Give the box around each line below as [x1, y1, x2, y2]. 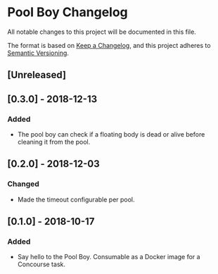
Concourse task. [17, 260, 65, 268]
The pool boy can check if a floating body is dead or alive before [17, 130, 205, 139]
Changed [7, 179, 40, 189]
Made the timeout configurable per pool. [17, 195, 135, 204]
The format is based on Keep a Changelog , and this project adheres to [7, 41, 211, 49]
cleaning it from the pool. [17, 138, 91, 147]
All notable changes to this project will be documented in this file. [7, 27, 197, 36]
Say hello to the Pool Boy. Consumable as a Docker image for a [17, 253, 200, 261]
